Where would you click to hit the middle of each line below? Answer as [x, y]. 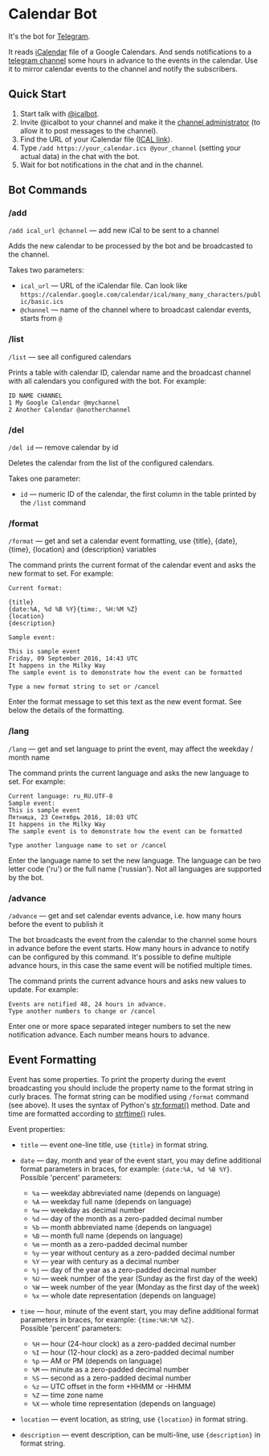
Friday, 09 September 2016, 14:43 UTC [73, 659]
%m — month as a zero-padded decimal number [110, 1244]
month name [29, 757]
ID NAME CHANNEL [35, 396]
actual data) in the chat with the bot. [80, 156]
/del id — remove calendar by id [63, 448]
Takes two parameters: [46, 270]
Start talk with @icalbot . [59, 113]
